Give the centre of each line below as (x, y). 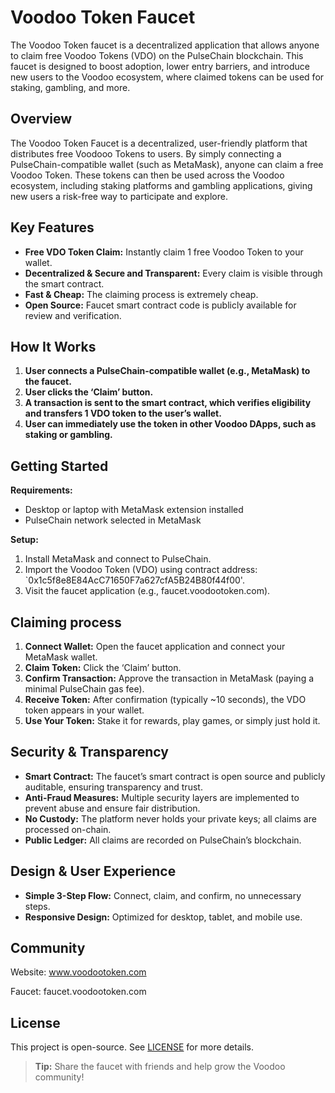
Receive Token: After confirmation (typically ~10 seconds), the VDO (165, 699)
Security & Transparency (89, 752)
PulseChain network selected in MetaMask (113, 520)
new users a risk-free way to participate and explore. (119, 196)
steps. (37, 906)
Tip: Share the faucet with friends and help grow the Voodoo (160, 1067)
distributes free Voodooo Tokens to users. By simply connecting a (146, 153)
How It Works (53, 346)
